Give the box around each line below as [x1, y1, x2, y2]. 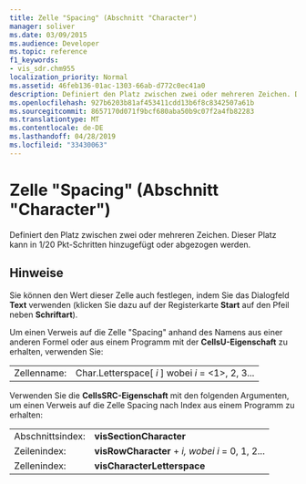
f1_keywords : [9, 56, 59, 65]
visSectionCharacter [94, 429, 187, 442]
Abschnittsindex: [14, 429, 87, 442]
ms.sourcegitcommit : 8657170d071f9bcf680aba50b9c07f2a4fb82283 [9, 107, 255, 116]
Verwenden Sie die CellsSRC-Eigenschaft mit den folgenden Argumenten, [9, 389, 290, 401]
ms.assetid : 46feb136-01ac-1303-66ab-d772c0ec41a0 [9, 81, 206, 90]
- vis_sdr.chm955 [9, 65, 76, 74]
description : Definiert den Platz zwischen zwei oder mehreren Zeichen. [9, 89, 291, 98]
